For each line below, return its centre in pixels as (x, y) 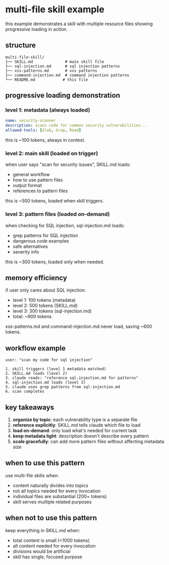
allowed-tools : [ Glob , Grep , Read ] (43, 130)
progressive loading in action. (37, 29)
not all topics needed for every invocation (57, 491)
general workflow (31, 175)
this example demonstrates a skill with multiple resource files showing (79, 24)
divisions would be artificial (41, 551)
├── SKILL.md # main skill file (55, 62)
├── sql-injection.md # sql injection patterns (63, 66)
